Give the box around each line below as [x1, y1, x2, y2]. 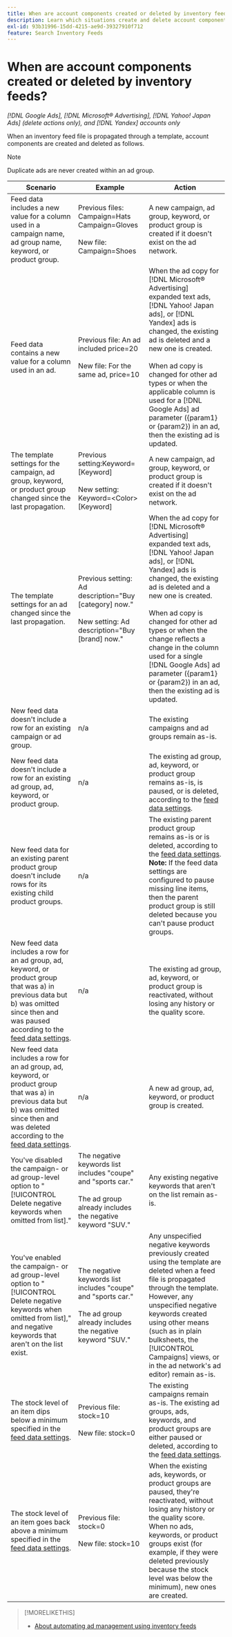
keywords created [148, 1309, 207, 1319]
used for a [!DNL [148, 395, 202, 405]
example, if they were [148, 1548, 219, 1558]
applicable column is [148, 387, 215, 397]
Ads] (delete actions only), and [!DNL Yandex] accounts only [7, 119, 181, 127]
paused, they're [148, 1487, 200, 1497]
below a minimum [10, 1415, 68, 1425]
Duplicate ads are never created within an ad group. [7, 167, 155, 175]
